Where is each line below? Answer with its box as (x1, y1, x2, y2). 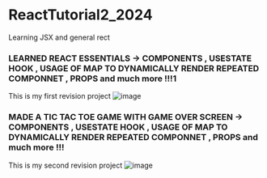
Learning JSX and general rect (8, 32, 111, 42)
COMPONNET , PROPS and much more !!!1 (8, 73, 176, 84)
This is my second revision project (8, 160, 123, 170)
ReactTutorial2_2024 (8, 6, 153, 24)
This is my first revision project (8, 91, 112, 101)
